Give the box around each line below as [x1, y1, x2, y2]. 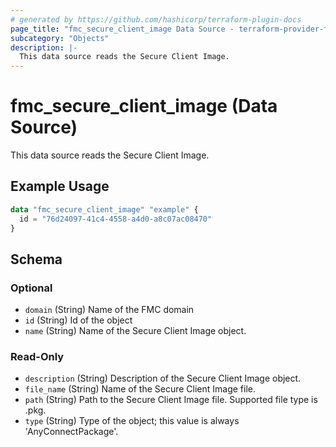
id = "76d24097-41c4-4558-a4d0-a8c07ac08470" [19, 214, 213, 224]
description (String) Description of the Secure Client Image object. [24, 372, 302, 385]
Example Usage [10, 178, 110, 195]
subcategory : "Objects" [10, 33, 110, 43]
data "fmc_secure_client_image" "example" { [10, 204, 199, 215]
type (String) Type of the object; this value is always [24, 415, 240, 427]
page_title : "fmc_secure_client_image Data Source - [10, 24, 235, 34]
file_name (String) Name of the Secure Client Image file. [24, 383, 257, 395]
